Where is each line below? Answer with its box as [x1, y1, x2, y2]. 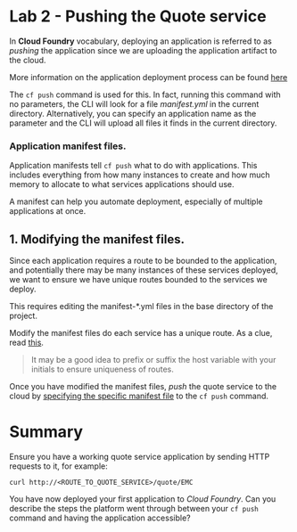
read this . [9, 337, 45, 348]
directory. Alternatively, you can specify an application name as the [9, 108, 257, 119]
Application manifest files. [9, 140, 127, 152]
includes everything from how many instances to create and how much [9, 169, 270, 180]
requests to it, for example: [9, 461, 109, 471]
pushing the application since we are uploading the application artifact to [9, 45, 277, 55]
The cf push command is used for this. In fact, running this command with [9, 89, 281, 100]
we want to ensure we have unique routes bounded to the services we [9, 274, 268, 285]
